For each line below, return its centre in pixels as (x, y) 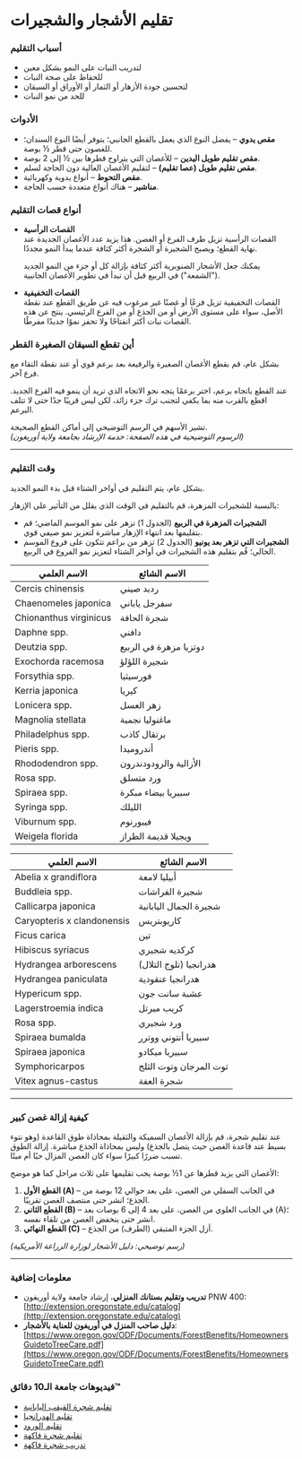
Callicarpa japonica (55, 906)
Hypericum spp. (48, 993)
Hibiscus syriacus (52, 949)
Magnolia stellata (51, 720)
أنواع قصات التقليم (46, 210)
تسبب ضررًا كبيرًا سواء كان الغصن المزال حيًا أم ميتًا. (96, 1155)
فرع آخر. (25, 374)
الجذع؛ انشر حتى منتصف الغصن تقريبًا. (86, 1200)
